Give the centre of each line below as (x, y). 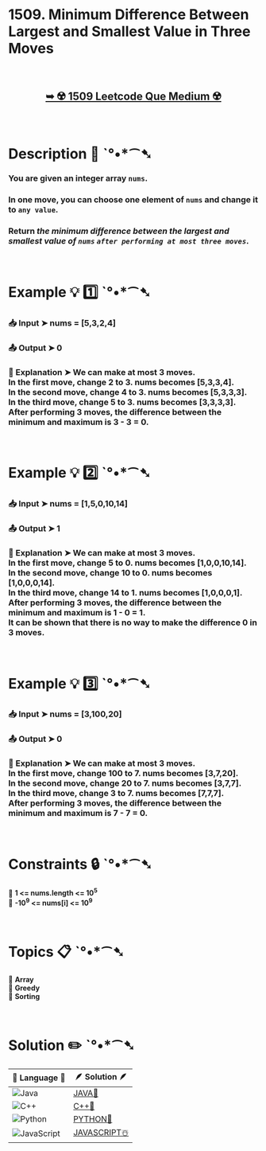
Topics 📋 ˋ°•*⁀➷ (66, 952)
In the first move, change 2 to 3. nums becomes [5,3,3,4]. (121, 382)
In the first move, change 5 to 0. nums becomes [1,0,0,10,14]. (128, 563)
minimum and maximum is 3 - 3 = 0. (79, 422)
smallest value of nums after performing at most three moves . (129, 241)
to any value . (33, 210)
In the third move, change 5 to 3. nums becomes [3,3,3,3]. (122, 402)
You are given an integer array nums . (78, 178)
